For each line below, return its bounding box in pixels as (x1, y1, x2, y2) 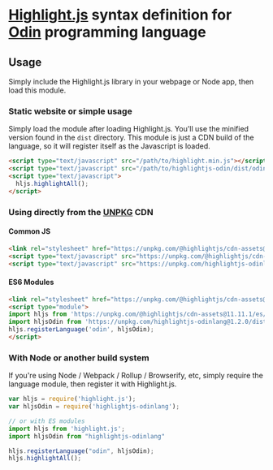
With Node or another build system (8, 351, 149, 363)
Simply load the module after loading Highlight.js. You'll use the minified (8, 124, 249, 134)
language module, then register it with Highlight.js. (8, 379, 177, 389)
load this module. (8, 85, 67, 95)
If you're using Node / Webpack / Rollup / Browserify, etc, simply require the (8, 371, 264, 381)
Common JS (8, 226, 51, 236)
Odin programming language (8, 23, 206, 41)
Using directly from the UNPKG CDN (8, 206, 154, 218)
